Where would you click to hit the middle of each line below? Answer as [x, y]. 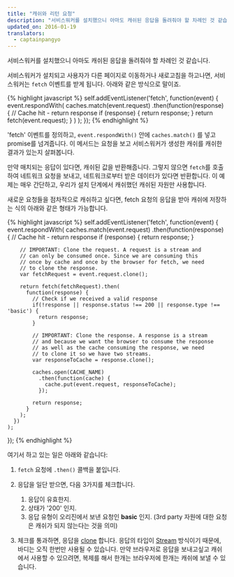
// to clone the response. [59, 269]
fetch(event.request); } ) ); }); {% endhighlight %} [78, 120]
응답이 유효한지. [49, 499]
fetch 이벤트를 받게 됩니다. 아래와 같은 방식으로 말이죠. [106, 84]
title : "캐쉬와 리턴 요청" [41, 14]
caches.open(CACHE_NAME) [68, 372]
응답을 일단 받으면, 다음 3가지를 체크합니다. [76, 485]
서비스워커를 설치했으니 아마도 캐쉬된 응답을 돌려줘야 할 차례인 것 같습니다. [109, 61]
